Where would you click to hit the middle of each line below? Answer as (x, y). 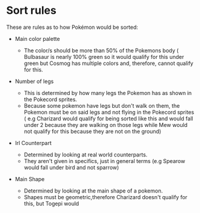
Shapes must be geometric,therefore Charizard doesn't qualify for (106, 197)
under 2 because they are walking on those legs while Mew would (106, 125)
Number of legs (34, 81)
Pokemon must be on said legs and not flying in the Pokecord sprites (109, 112)
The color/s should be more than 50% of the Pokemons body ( (101, 50)
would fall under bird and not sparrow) (71, 167)
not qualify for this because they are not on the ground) (92, 131)
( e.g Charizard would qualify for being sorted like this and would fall (108, 119)
